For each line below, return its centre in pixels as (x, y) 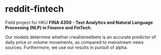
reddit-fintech (34, 9)
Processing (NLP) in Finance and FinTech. (48, 27)
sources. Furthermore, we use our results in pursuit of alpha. (66, 47)
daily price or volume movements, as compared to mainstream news (74, 42)
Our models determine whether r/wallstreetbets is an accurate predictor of (80, 37)
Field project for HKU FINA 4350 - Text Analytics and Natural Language (79, 22)
